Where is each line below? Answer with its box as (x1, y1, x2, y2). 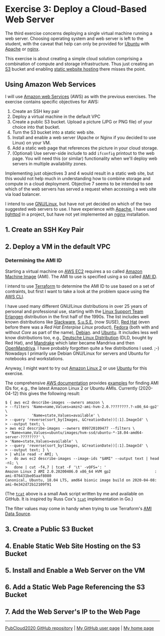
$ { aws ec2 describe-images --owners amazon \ (5, 400, 105, 405)
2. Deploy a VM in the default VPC (5, 242, 111, 251)
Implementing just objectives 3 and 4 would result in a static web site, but (5, 170, 154, 176)
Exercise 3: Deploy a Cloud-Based (5, 3, 147, 15)
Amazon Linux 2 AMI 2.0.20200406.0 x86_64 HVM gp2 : (5, 469, 157, 474)
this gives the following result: (19, 390, 80, 396)
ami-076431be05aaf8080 (5, 473, 52, 478)
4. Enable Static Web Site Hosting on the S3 (5, 542, 141, 550)
